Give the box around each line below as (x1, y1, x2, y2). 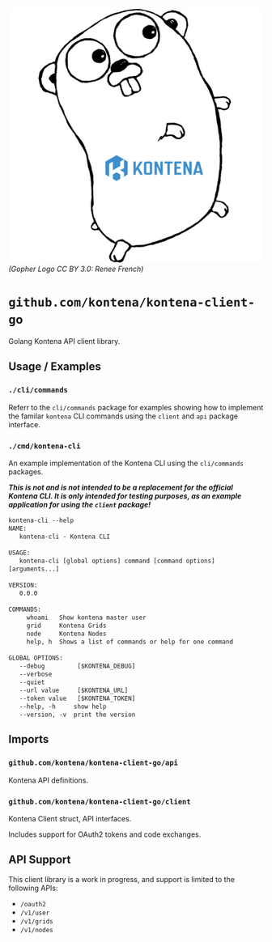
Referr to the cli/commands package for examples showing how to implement (8, 402, 264, 412)
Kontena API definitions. (8, 775, 89, 785)
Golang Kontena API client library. (8, 336, 121, 346)
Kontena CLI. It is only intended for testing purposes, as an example (8, 490, 242, 501)
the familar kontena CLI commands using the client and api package (8, 411, 239, 421)
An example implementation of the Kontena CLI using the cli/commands (8, 458, 244, 468)
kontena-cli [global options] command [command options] (19, 557, 216, 565)
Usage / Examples (8, 360, 101, 374)
